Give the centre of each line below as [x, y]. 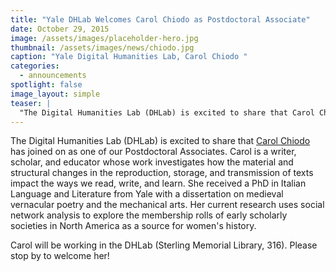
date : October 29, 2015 [60, 29]
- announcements [53, 76]
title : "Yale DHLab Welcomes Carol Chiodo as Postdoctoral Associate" [160, 19]
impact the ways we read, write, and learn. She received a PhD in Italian [158, 183]
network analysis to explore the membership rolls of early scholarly [149, 215]
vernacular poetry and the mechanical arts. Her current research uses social [167, 205]
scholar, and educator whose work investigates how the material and [152, 162]
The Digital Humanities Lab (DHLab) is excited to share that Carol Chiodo [160, 141]
